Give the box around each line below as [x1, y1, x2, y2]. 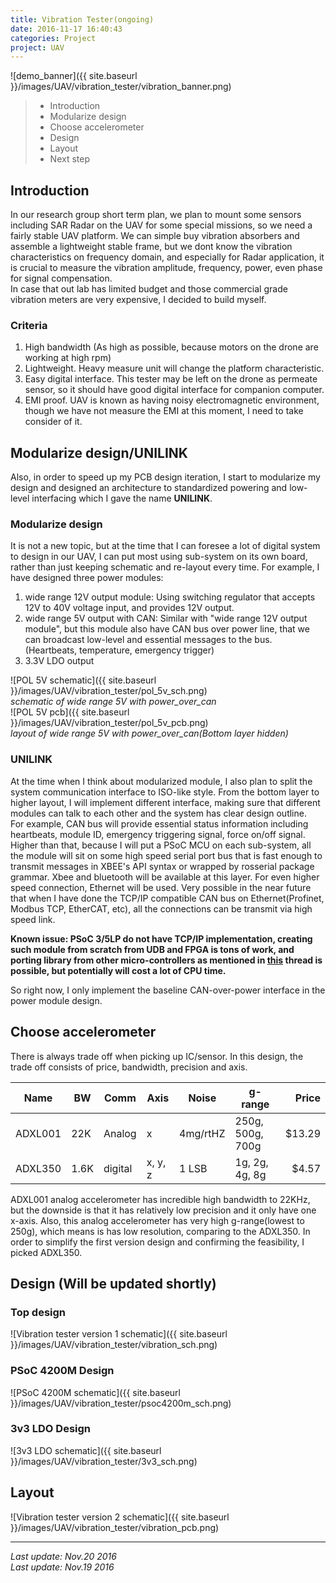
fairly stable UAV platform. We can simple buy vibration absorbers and [10, 230, 300, 242]
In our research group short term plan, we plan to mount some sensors [10, 209, 302, 221]
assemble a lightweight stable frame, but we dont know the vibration [10, 241, 293, 253]
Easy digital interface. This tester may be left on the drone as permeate [24, 373, 318, 385]
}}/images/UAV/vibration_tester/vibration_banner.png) [10, 81, 232, 93]
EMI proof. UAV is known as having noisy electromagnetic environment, [24, 394, 320, 406]
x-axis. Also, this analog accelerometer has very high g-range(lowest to [10, 1214, 305, 1226]
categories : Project [10, 33, 97, 43]
